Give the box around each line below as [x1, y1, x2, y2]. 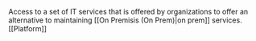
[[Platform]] [8, 24, 47, 33]
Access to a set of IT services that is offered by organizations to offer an [8, 7, 249, 16]
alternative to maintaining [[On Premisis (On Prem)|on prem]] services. [8, 15, 243, 25]
